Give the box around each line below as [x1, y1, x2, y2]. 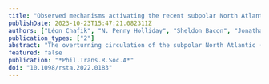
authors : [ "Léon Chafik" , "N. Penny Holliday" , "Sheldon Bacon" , [8, 26, 231, 34]
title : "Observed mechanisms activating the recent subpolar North [8, 11, 239, 20]
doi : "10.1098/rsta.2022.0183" [8, 64, 113, 72]
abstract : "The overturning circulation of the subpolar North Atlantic [8, 42, 256, 50]
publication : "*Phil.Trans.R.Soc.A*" [8, 57, 134, 65]
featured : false [8, 49, 62, 57]
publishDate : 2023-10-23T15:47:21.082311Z [8, 19, 152, 27]
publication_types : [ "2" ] [8, 34, 94, 42]
